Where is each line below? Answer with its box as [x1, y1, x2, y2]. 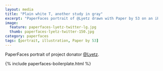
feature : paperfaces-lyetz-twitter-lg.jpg [9, 25, 97, 30]
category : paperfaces [5, 34, 49, 39]
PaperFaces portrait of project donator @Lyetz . [5, 51, 99, 57]
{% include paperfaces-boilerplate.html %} [5, 60, 91, 66]
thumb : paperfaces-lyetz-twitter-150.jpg [9, 29, 95, 34]
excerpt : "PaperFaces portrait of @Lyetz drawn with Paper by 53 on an [5, 16, 153, 21]
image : [5, 20, 18, 25]
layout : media [5, 7, 34, 12]
